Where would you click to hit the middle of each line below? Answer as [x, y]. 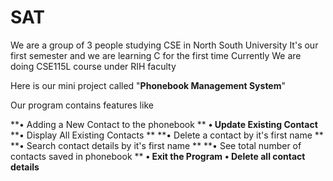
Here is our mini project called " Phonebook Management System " [148, 85]
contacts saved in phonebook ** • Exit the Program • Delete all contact [158, 156]
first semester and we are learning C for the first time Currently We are [156, 55]
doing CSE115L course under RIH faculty [93, 66]
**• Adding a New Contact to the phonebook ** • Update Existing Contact [164, 124]
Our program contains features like [82, 105]
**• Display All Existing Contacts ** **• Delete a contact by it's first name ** [167, 135]
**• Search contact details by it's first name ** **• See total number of [156, 145]
